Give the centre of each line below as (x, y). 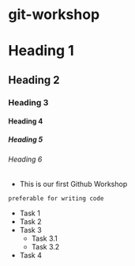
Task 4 (30, 255)
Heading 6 (25, 159)
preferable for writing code (56, 198)
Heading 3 (28, 102)
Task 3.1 (44, 238)
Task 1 (30, 213)
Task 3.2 (45, 246)
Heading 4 (26, 121)
